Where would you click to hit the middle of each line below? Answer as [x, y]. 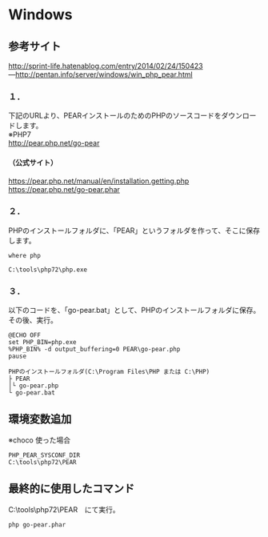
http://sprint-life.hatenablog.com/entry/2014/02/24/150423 [106, 66]
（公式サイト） [33, 162]
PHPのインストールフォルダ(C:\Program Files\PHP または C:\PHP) [109, 372]
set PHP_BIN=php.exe [43, 343]
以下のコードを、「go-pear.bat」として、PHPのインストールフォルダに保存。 [133, 311]
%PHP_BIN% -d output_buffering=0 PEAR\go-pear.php [94, 350]
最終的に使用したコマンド [71, 489]
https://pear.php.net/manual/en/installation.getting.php [99, 181]
